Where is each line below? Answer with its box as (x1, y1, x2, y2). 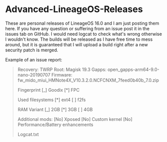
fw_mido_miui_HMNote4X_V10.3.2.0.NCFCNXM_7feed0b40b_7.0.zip (17, 77, 159, 83)
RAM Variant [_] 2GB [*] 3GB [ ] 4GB (17, 106, 93, 112)
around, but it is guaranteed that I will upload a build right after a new (5, 41, 148, 47)
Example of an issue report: (5, 56, 62, 62)
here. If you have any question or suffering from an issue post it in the (5, 25, 150, 31)
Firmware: (51, 72, 72, 78)
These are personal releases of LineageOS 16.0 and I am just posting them (5, 20, 159, 26)
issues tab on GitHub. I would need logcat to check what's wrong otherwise (5, 31, 162, 37)
